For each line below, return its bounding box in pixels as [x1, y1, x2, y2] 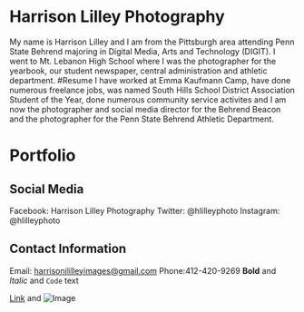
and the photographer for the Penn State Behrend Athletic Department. [9, 113, 274, 124]
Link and [9, 292, 42, 303]
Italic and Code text [9, 275, 79, 286]
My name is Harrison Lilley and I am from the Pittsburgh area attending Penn [9, 36, 295, 47]
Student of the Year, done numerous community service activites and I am [9, 93, 287, 105]
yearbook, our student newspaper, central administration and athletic [9, 65, 268, 76]
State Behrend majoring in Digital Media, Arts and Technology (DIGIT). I [9, 45, 276, 56]
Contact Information [9, 241, 127, 257]
